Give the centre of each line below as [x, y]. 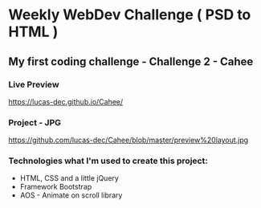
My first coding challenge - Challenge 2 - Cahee [131, 61]
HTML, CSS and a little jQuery [69, 178]
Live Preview [34, 84]
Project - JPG [35, 122]
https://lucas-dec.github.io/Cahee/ [66, 101]
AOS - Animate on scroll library [71, 195]
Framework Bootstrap [56, 187]
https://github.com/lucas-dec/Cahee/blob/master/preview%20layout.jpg [128, 140]
